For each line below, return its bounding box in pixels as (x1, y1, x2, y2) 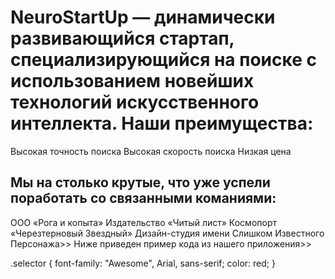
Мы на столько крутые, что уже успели (10, 174, 271, 191)
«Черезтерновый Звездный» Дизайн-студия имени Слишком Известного (10, 227, 325, 239)
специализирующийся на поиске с (10, 49, 317, 71)
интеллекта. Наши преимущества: (10, 112, 314, 135)
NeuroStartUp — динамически (10, 6, 276, 29)
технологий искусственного (10, 91, 260, 114)
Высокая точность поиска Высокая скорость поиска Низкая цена (10, 145, 292, 157)
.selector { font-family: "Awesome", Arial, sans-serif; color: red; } (10, 257, 276, 269)
